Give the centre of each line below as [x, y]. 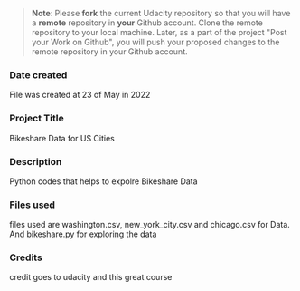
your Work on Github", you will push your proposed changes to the [155, 42]
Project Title [37, 119]
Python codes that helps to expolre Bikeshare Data [103, 181]
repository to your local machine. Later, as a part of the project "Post [159, 32]
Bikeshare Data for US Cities [62, 138]
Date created [38, 74]
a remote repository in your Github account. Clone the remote [147, 23]
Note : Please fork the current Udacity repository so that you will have [161, 13]
